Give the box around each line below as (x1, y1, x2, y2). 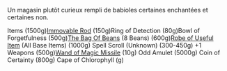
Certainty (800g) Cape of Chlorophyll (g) (7, 56, 124, 64)
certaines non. (7, 13, 49, 21)
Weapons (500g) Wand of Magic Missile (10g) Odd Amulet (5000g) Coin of (7, 48, 221, 57)
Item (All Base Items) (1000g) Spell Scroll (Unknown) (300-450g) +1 (7, 41, 202, 49)
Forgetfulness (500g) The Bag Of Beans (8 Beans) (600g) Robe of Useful (7, 34, 214, 42)
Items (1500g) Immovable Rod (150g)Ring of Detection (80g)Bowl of (7, 27, 201, 34)
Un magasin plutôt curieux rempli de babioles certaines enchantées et (7, 6, 209, 14)
